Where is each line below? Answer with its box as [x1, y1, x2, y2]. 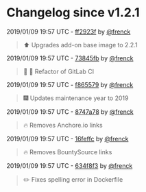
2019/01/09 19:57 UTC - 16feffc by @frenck [6, 134, 129, 143]
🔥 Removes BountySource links [23, 147, 112, 156]
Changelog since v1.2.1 [6, 5, 140, 21]
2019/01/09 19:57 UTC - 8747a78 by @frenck [6, 108, 134, 116]
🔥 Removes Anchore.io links [23, 121, 104, 129]
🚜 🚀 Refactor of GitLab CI [23, 67, 95, 75]
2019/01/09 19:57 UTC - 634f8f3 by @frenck [6, 161, 133, 169]
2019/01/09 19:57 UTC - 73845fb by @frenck [6, 53, 134, 62]
